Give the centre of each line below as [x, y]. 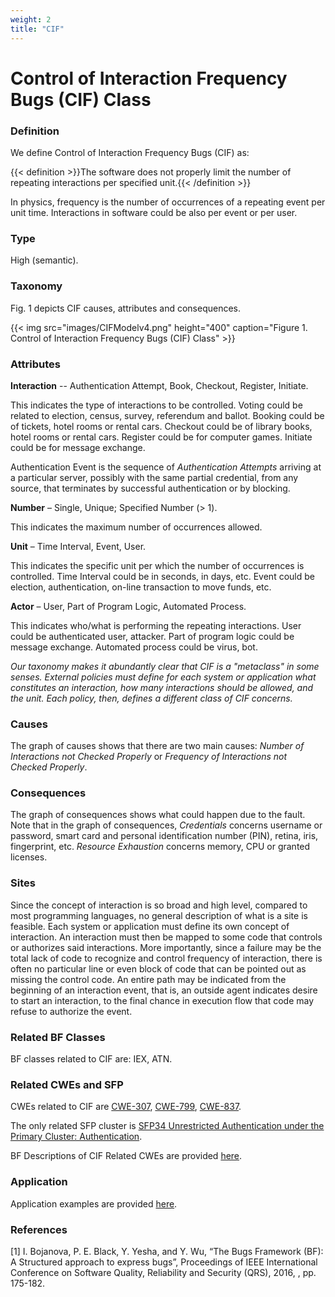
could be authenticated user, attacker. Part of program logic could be [152, 636]
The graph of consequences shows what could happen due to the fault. [158, 815]
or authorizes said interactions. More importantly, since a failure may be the [166, 947]
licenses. [29, 857]
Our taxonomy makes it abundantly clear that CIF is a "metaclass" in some [165, 666]
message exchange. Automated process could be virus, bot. [134, 647]
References [39, 1229]
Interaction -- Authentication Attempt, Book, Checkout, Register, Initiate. [159, 385]
